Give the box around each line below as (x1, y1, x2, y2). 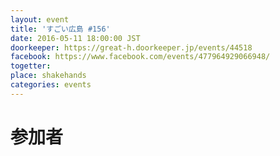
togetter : (10, 61, 52, 71)
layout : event (10, 14, 70, 25)
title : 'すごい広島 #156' (10, 24, 111, 34)
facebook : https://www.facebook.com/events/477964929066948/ (10, 52, 271, 62)
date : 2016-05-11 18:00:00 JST (10, 33, 141, 43)
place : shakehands (10, 71, 87, 81)
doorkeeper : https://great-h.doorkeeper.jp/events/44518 (10, 42, 253, 53)
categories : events (10, 80, 92, 90)
